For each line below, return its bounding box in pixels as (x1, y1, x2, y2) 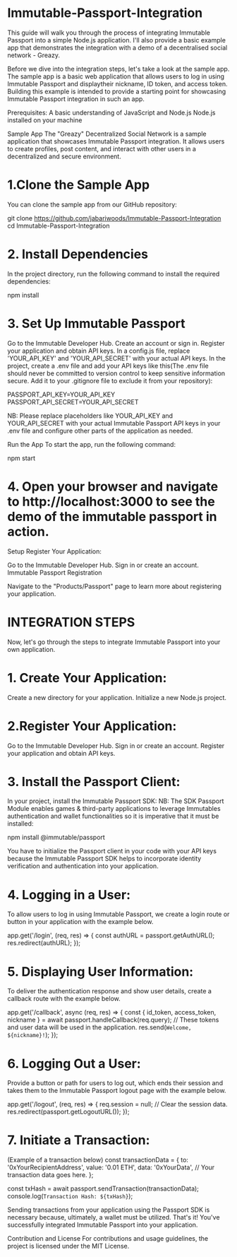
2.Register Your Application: (7, 718, 177, 734)
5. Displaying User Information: (7, 964, 194, 980)
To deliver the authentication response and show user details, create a (7, 987, 212, 995)
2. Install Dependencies (7, 246, 149, 262)
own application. (7, 645, 56, 653)
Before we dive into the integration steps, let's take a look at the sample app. (7, 64, 230, 73)
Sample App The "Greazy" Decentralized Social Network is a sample (7, 129, 207, 138)
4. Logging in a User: (7, 887, 130, 903)
